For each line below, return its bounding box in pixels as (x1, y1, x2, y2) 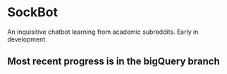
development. (7, 35, 47, 43)
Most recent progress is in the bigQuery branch (7, 56, 220, 68)
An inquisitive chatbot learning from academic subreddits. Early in (7, 27, 199, 36)
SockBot (7, 4, 59, 20)
